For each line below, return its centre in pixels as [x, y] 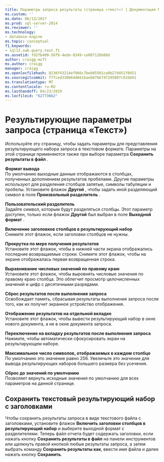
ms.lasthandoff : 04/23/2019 [34, 91]
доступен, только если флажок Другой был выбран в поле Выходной [78, 215]
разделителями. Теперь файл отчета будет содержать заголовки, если [79, 434]
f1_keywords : [18, 46]
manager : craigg [21, 69]
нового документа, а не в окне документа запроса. [59, 324]
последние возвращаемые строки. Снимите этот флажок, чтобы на [76, 254]
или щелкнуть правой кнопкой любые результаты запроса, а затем [75, 444]
